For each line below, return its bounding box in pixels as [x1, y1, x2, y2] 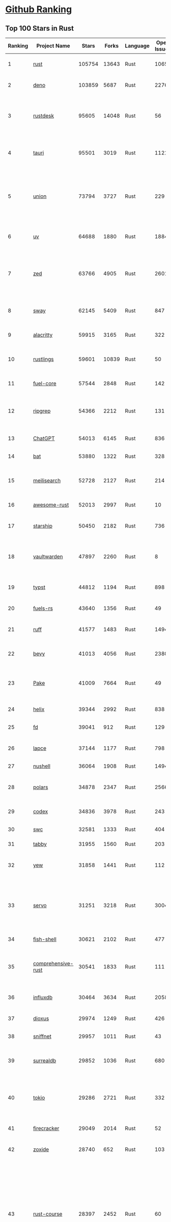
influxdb [33, 994, 52, 1001]
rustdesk [33, 112, 54, 119]
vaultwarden [33, 553, 63, 560]
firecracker [33, 1125, 60, 1132]
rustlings [33, 356, 54, 362]
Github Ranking [5, 4, 72, 15]
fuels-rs [33, 605, 53, 612]
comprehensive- [33, 960, 74, 967]
